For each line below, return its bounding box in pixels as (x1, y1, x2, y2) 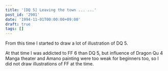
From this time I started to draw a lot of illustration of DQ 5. (5, 40, 128, 46)
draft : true (5, 21, 31, 27)
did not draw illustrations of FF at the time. (5, 61, 94, 67)
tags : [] (5, 26, 24, 31)
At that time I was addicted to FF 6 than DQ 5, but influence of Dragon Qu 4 (5, 50, 163, 56)
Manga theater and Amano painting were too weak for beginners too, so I (5, 55, 159, 61)
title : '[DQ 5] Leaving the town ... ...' (5, 7, 97, 13)
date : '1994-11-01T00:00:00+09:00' (5, 17, 81, 22)
